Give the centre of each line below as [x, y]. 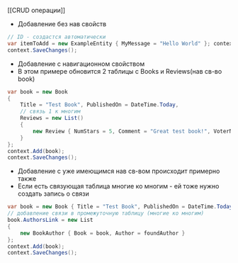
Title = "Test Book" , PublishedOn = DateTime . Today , [100, 105]
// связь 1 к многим [50, 112]
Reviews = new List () [52, 118]
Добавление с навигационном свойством [81, 64]
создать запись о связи [53, 194]
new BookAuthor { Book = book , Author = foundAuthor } [103, 233]
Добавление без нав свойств [62, 24]
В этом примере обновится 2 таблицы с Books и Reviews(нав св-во [120, 71]
